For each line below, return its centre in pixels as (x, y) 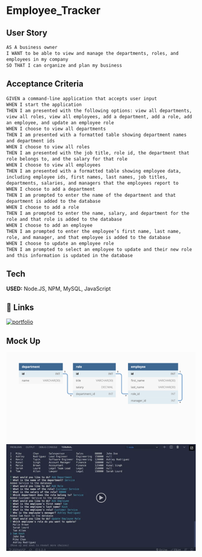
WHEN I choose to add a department (51, 189)
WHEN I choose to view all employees (54, 165)
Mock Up (23, 341)
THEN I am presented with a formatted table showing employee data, (94, 171)
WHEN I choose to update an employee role (60, 243)
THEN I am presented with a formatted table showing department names (96, 135)
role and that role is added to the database (64, 219)
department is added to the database (54, 201)
